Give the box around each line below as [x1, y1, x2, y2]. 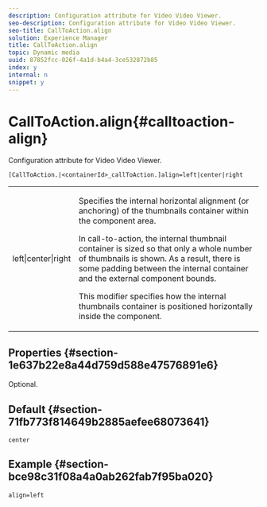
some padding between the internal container [78, 263, 249, 275]
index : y [8, 64, 37, 72]
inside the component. [78, 311, 162, 322]
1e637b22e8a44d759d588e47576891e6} [8, 358, 219, 372]
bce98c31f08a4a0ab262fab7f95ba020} [8, 470, 214, 484]
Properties [8, 345, 62, 359]
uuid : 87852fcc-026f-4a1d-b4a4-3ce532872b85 [8, 57, 158, 64]
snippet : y [8, 78, 44, 86]
